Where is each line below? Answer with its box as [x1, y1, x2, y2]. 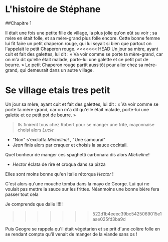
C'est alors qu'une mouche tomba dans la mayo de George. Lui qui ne [5, 180, 149, 186]
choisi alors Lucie [17, 127, 54, 133]
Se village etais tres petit [5, 85, 110, 96]
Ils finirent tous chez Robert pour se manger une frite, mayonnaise [17, 121, 154, 127]
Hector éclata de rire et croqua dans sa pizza [12, 161, 106, 167]
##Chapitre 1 [5, 20, 32, 26]
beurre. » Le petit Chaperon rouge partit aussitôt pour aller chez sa [5, 62, 143, 68]
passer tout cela [5, 191, 39, 197]
